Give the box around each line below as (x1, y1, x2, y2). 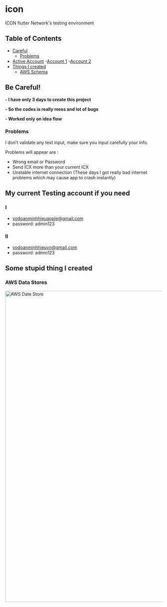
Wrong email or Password (12, 158, 66, 165)
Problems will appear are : (5, 149, 59, 155)
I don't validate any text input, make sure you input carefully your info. (5, 139, 148, 145)
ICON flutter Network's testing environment (5, 20, 94, 26)
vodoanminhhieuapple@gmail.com (12, 215, 83, 221)
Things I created (12, 63, 46, 69)
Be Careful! (5, 83, 41, 92)
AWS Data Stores (5, 279, 48, 286)
